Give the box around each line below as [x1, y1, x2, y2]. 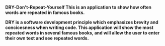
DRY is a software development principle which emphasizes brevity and [5, 19, 158, 25]
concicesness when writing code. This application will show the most [5, 24, 153, 30]
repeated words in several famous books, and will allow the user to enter [5, 30, 160, 35]
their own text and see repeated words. [5, 35, 89, 41]
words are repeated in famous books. [5, 9, 85, 15]
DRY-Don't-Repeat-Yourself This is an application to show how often [5, 4, 152, 10]
